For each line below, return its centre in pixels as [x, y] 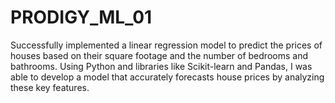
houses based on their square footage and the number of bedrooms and [159, 55]
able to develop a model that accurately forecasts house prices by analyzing [167, 77]
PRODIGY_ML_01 [81, 17]
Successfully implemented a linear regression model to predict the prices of [166, 45]
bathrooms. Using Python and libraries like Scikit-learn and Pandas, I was [161, 66]
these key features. [50, 87]
